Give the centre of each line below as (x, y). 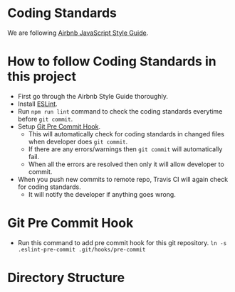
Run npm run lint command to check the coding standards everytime (120, 111)
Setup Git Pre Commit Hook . (59, 126)
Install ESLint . (38, 104)
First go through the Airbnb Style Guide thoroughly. (93, 96)
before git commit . (45, 119)
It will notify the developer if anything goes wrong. (102, 194)
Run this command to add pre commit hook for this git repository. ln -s (122, 242)
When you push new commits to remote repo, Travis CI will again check (123, 179)
